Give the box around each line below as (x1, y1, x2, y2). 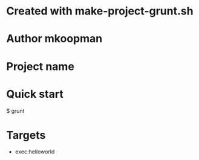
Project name (6, 59, 74, 73)
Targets (6, 128, 46, 142)
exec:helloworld (15, 148, 55, 155)
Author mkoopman (6, 32, 103, 46)
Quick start (6, 87, 64, 101)
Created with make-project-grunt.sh (6, 4, 194, 18)
